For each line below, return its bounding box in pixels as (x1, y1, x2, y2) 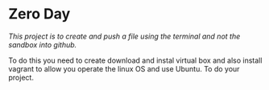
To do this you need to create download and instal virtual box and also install (8, 55, 263, 65)
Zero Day (8, 5, 71, 23)
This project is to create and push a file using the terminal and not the (8, 31, 241, 41)
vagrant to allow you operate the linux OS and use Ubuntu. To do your (8, 63, 240, 73)
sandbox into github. (8, 39, 77, 49)
